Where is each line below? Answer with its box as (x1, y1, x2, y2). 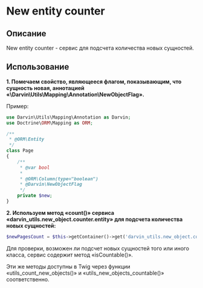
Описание (6, 28, 47, 39)
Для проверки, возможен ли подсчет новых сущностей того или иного (6, 244, 189, 252)
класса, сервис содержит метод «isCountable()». (6, 251, 133, 258)
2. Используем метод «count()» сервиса (6, 209, 115, 216)
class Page (6, 148, 34, 154)
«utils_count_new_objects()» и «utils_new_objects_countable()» (6, 269, 164, 277)
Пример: (6, 102, 29, 110)
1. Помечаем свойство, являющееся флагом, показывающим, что (6, 77, 182, 85)
